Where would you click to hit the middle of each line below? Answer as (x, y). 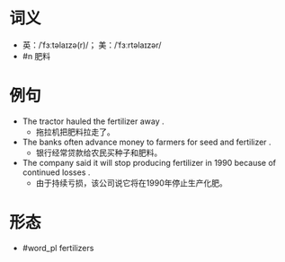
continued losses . (56, 172)
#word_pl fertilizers (58, 248)
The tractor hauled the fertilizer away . (93, 121)
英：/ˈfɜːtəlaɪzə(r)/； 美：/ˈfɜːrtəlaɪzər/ (92, 45)
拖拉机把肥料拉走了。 (75, 132)
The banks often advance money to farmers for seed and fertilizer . (147, 142)
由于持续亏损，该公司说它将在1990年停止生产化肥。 (131, 183)
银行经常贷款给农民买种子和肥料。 (99, 153)
